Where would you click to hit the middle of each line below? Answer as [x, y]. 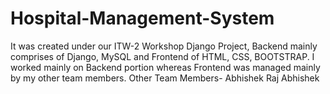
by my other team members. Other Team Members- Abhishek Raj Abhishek [165, 78]
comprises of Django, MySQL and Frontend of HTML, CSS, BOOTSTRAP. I [162, 56]
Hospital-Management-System [142, 18]
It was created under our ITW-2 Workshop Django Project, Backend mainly [164, 46]
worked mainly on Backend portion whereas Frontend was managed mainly [165, 67]
